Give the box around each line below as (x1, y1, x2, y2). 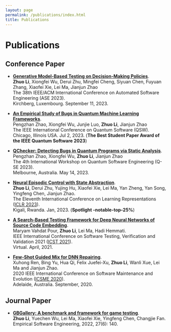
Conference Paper (5, 60, 65, 68)
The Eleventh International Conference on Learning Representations (12, 196, 156, 202)
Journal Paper (5, 296, 51, 305)
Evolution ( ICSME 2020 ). (12, 276, 65, 282)
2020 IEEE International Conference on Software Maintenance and (12, 270, 153, 276)
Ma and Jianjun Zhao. (12, 265, 59, 271)
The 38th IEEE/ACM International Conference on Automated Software (12, 89, 160, 96)
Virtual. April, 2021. (12, 244, 53, 250)
